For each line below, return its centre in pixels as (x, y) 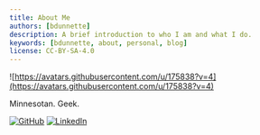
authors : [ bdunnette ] (50, 26)
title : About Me (40, 18)
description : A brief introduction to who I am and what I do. (131, 34)
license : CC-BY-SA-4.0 (52, 51)
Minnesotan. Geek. (44, 103)
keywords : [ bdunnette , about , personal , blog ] (98, 43)
